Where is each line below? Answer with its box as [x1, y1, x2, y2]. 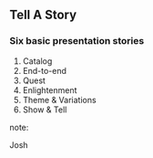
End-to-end [22, 65, 66, 76]
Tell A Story [9, 7, 77, 23]
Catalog [22, 55, 53, 67]
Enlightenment [22, 84, 77, 95]
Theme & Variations [22, 94, 97, 105]
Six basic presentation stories [9, 35, 145, 47]
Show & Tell [22, 104, 67, 115]
